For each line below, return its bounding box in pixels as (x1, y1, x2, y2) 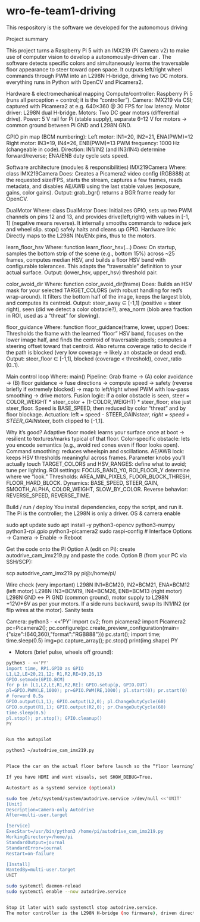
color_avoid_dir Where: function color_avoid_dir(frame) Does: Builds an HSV (6, 280, 192, 287)
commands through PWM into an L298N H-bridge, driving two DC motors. (6, 72, 189, 79)
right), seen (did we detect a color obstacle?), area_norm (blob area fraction (6, 305, 192, 313)
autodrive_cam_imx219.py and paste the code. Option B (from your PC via (6, 551, 187, 559)
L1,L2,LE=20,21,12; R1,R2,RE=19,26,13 (6, 671, 102, 677)
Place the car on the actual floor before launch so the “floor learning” (6, 763, 196, 770)
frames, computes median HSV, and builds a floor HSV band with (6, 256, 166, 263)
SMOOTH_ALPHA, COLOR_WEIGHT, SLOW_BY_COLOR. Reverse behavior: (6, 485, 189, 493)
